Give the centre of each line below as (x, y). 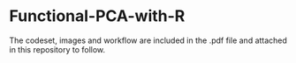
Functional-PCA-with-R (97, 16)
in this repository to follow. (57, 49)
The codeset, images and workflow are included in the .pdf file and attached (148, 40)
